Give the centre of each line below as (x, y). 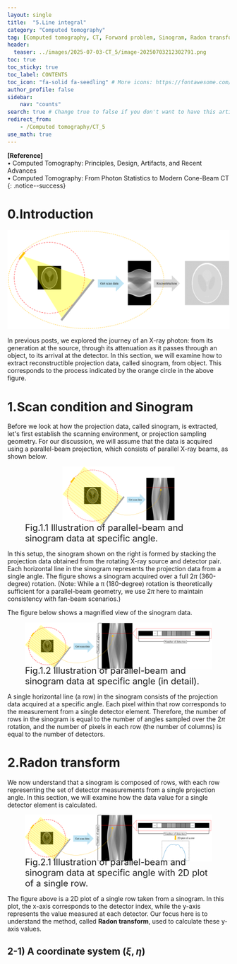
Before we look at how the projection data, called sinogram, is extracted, (113, 426)
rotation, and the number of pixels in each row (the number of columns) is (115, 727)
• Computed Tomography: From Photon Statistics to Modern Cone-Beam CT (118, 178)
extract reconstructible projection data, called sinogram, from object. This (115, 363)
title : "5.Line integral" (47, 22)
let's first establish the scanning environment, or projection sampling (107, 434)
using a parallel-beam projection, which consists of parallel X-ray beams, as (118, 449)
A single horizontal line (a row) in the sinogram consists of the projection (113, 696)
